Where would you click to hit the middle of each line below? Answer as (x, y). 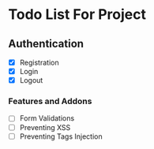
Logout (31, 80)
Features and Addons (50, 102)
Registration (39, 62)
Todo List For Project (77, 15)
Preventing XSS (45, 127)
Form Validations (47, 118)
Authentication (46, 44)
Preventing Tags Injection (61, 136)
